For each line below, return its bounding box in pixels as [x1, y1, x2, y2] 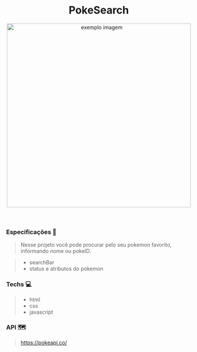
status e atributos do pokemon [29, 265, 104, 273]
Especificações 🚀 [6, 228, 57, 236]
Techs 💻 [6, 280, 32, 288]
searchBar [29, 259, 55, 266]
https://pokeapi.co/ [20, 339, 68, 346]
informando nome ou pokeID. [20, 248, 91, 255]
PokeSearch [68, 4, 129, 17]
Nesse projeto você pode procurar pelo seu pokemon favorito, [20, 241, 172, 248]
